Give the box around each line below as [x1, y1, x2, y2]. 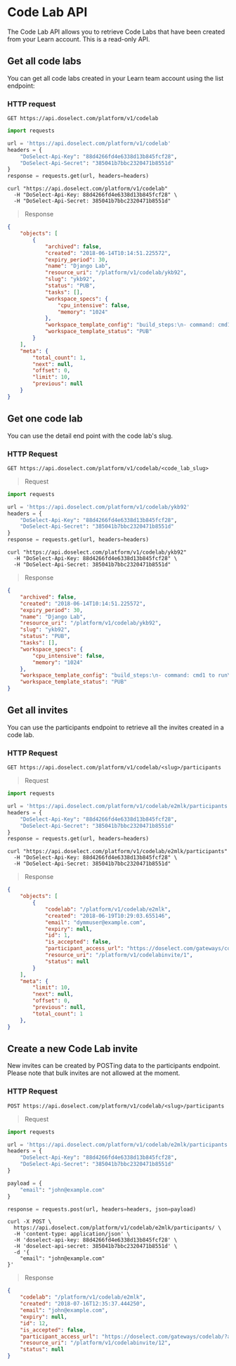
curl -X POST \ [7, 1218, 52, 1225]
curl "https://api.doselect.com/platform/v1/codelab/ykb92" [7, 549, 188, 556]
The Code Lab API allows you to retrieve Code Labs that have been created [7, 27, 225, 36]
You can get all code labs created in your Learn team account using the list [7, 74, 224, 82]
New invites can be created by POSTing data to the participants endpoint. [7, 1062, 221, 1070]
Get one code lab [7, 412, 83, 425]
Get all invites [7, 704, 68, 717]
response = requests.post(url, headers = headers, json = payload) [7, 1206, 197, 1213]
